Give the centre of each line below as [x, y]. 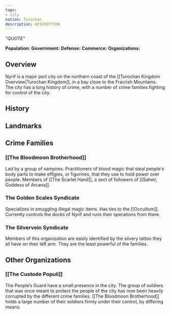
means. [13, 307]
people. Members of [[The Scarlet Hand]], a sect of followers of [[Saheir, [81, 179]
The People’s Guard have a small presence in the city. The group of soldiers [84, 285]
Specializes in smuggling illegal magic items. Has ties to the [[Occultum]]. [82, 209]
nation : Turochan [24, 19]
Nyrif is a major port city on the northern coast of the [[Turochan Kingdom [83, 77]
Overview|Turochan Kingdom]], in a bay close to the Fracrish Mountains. [81, 82]
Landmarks [24, 126]
